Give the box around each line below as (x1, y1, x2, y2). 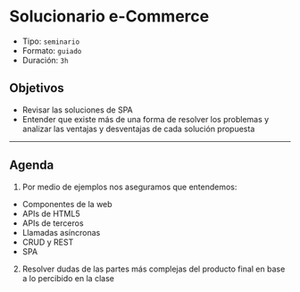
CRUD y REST (21, 237, 74, 247)
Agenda (9, 158, 54, 173)
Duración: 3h (21, 54, 69, 65)
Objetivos (9, 80, 64, 96)
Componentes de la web (21, 198, 113, 209)
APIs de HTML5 (21, 208, 80, 219)
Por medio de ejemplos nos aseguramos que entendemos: (21, 181, 237, 192)
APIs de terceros (21, 217, 84, 229)
